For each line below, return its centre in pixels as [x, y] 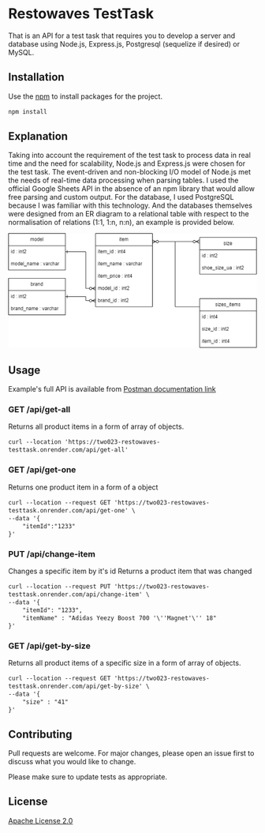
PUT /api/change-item [52, 553]
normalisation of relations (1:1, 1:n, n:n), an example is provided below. [121, 223]
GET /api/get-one [42, 470]
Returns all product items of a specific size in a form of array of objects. [125, 663]
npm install [28, 111]
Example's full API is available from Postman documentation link [112, 389]
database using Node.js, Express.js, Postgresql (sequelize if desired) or [124, 43]
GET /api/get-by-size [49, 646]
